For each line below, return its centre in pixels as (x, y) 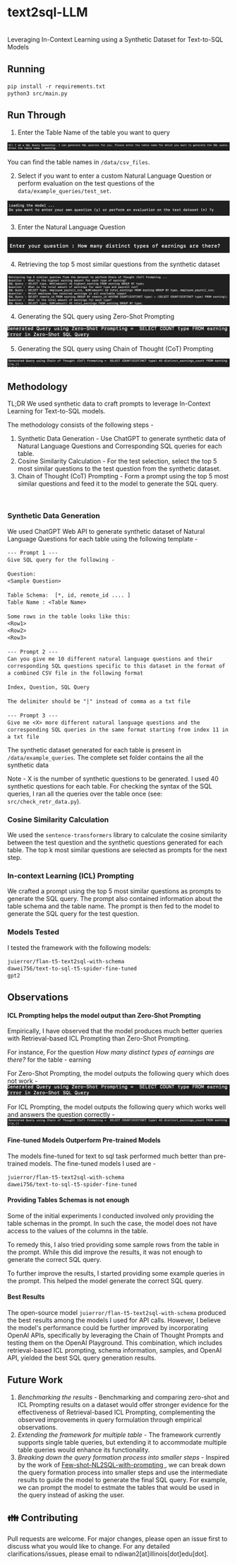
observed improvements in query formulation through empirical (110, 1419)
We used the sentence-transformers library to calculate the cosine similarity (117, 835)
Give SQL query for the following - (61, 560)
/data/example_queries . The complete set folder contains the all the (105, 757)
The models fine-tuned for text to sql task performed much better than (110, 1156)
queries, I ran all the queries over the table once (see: (85, 793)
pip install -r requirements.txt (56, 86)
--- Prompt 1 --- (33, 553)
